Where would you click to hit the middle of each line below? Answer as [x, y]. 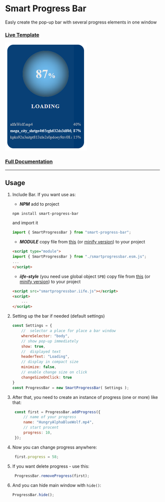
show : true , [33, 346]
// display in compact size [50, 362]
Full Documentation [29, 161]
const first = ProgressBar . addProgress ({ [57, 412]
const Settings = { [32, 326]
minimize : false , [39, 367]
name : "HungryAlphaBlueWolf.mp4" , [59, 423]
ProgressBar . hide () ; [33, 495]
